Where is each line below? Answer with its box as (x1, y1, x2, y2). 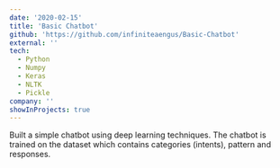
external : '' (9, 38, 59, 48)
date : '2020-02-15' (9, 13, 83, 22)
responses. (9, 149, 51, 160)
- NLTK (17, 80, 42, 89)
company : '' (9, 96, 54, 106)
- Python (17, 55, 50, 64)
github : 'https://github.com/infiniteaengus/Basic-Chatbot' (9, 30, 240, 39)
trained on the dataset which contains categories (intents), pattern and (9, 139, 272, 150)
